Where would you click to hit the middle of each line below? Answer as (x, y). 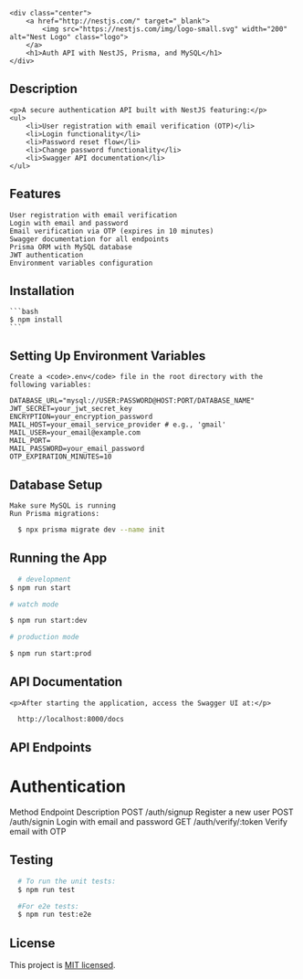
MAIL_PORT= (30, 441)
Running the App (58, 558)
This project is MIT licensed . (63, 965)
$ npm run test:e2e (55, 915)
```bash (24, 312)
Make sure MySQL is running (63, 506)
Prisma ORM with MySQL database (71, 247)
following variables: (51, 385)
